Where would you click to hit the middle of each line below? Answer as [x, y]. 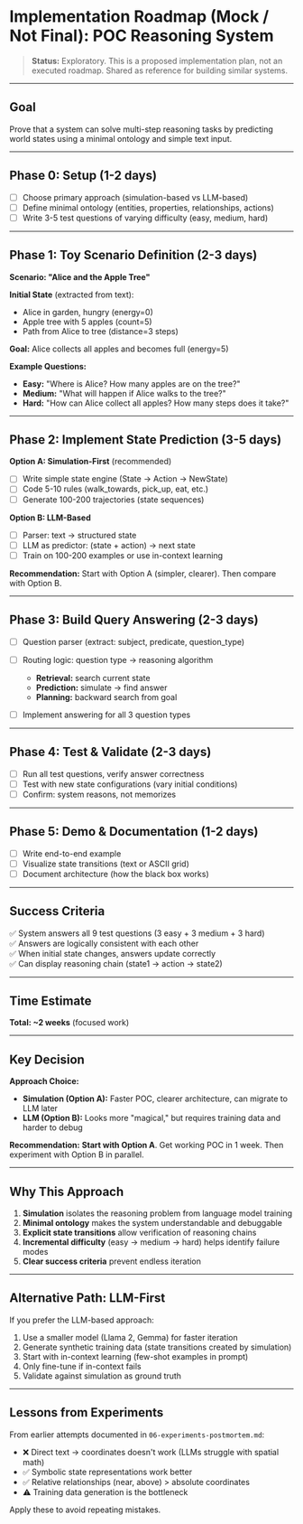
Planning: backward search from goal [106, 697]
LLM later [40, 1108]
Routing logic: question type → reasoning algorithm [118, 659]
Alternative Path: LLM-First [87, 1298]
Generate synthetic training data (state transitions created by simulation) [157, 1347]
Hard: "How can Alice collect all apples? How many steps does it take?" [156, 403]
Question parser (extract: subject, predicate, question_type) [133, 641]
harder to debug [52, 1127]
